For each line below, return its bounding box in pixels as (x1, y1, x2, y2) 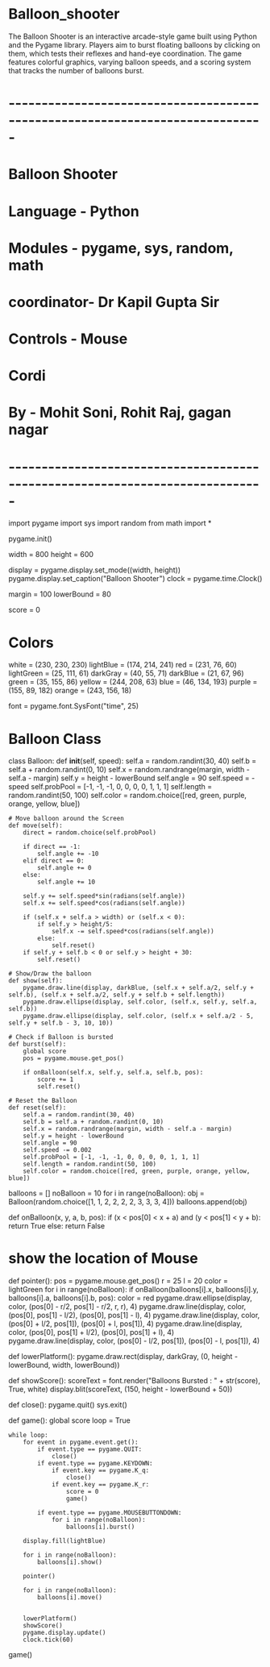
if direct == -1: (23, 843, 81, 851)
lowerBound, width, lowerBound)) (8, 1360, 120, 1370)
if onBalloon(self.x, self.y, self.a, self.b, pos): (23, 1069, 204, 1077)
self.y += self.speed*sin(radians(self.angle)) (23, 892, 185, 900)
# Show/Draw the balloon (8, 970, 92, 978)
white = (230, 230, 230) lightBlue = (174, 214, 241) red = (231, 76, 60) (8, 660, 238, 670)
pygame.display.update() (23, 1629, 106, 1637)
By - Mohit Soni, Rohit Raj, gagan (8, 404, 232, 422)
